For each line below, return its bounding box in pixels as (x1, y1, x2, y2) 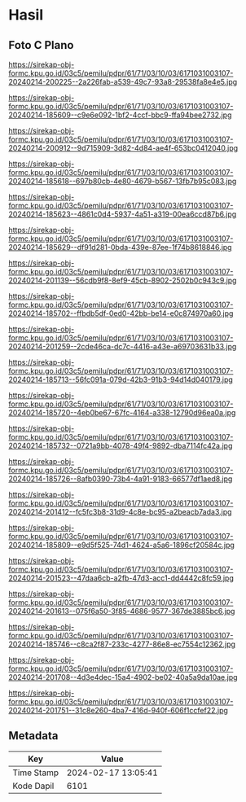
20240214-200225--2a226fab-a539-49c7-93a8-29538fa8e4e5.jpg (8, 77, 238, 86)
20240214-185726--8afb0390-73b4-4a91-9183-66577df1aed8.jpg (8, 474, 233, 484)
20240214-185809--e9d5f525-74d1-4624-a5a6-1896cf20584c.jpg (8, 540, 235, 550)
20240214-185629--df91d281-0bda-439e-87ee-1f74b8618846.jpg (8, 243, 232, 252)
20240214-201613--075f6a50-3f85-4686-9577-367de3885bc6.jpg (8, 607, 235, 616)
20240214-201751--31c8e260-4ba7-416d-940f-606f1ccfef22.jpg (8, 706, 228, 715)
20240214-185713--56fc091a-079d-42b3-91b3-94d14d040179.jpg (8, 375, 234, 384)
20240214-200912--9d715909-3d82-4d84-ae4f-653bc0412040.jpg (8, 143, 239, 152)
